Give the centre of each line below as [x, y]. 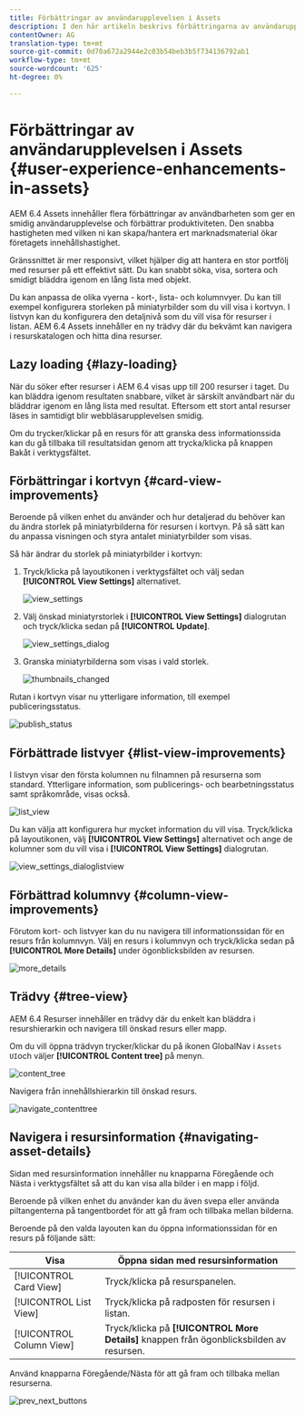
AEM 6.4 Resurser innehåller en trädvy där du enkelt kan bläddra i [133, 1018]
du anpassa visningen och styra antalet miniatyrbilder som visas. [131, 536]
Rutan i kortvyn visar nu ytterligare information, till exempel [120, 697]
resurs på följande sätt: [53, 1237]
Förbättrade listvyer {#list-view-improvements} [148, 753]
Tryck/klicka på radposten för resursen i [189, 1301]
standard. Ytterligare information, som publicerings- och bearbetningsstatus [152, 785]
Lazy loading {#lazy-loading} [94, 365]
